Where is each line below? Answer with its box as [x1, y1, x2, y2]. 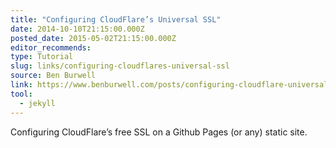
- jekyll [19, 98, 56, 108]
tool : [10, 89, 33, 99]
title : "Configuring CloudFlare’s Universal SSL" [10, 14, 222, 25]
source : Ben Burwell [10, 71, 97, 81]
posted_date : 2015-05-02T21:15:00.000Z [10, 33, 177, 43]
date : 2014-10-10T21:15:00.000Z [10, 24, 145, 34]
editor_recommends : [10, 42, 92, 53]
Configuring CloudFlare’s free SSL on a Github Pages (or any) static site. [10, 126, 308, 138]
